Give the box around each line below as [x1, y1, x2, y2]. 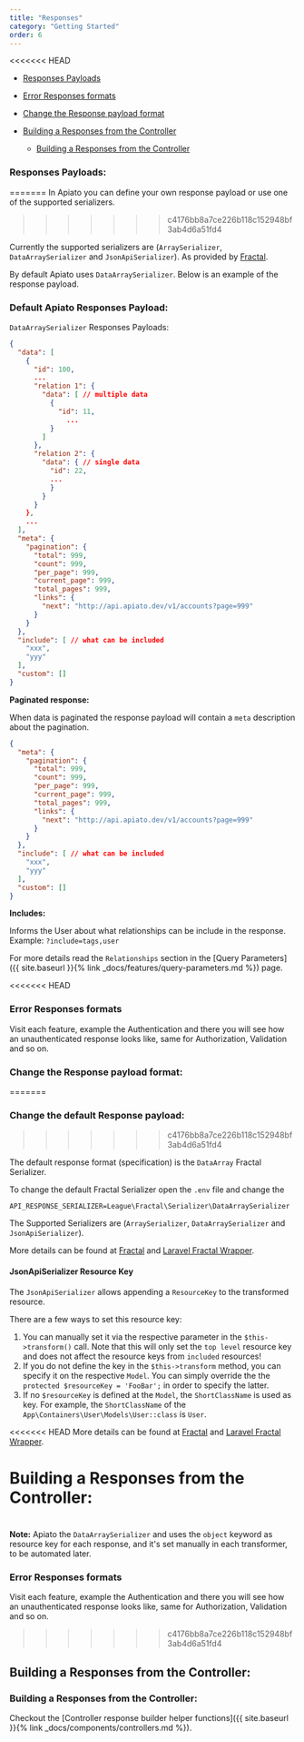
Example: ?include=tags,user [9, 935, 120, 947]
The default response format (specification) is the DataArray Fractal [9, 1157, 261, 1168]
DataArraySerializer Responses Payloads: [9, 321, 170, 332]
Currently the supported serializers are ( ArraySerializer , [9, 241, 222, 252]
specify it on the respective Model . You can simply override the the [22, 1370, 270, 1381]
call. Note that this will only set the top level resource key [74, 1341, 292, 1352]
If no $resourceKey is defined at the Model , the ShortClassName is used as [22, 1389, 292, 1400]
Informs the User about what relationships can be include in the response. [9, 926, 287, 937]
